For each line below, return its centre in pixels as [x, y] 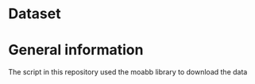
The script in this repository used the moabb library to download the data [128, 72]
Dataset [35, 14]
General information [76, 50]
